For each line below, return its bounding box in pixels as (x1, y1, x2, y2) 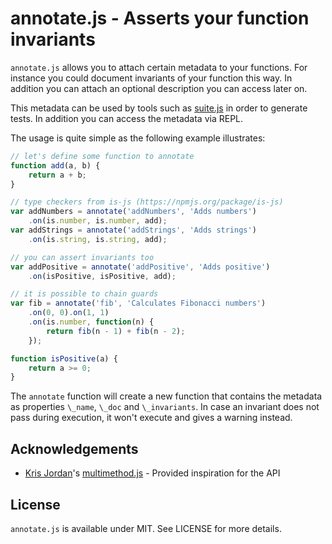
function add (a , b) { (10, 160, 101, 171)
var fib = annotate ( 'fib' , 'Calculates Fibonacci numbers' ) (10, 298, 267, 309)
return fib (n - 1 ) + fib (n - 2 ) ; (46, 326, 186, 336)
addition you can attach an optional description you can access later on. (10, 82, 308, 94)
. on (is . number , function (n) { (28, 317, 155, 327)
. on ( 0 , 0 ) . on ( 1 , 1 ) (28, 308, 110, 318)
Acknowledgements (10, 440, 139, 457)
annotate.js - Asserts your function (10, 7, 310, 30)
